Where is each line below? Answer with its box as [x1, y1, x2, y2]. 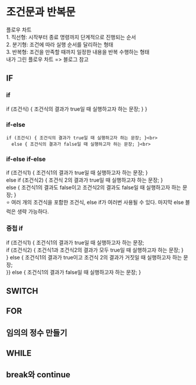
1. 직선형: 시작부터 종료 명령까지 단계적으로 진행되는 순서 [6, 33, 136, 40]
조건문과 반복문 [6, 5, 76, 19]
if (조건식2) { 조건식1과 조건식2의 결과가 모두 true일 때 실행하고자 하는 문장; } [6, 246, 184, 254]
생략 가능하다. [17, 208, 49, 215]
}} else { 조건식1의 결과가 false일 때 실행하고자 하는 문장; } [6, 268, 141, 275]
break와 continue [6, 370, 71, 380]
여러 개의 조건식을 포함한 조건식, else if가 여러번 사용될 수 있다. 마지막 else [11, 199, 184, 206]
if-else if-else [6, 155, 46, 163]
